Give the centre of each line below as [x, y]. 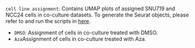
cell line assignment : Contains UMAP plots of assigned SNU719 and [90, 9]
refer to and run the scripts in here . [48, 21]
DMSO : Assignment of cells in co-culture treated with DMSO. [86, 33]
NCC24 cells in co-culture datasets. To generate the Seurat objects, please [97, 15]
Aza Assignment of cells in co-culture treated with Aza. [80, 39]
